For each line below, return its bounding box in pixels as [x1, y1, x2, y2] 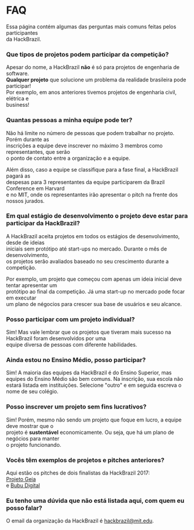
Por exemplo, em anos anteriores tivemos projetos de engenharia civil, [6, 89, 177, 96]
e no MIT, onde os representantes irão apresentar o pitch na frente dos [6, 191, 178, 198]
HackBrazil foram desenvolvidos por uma [6, 335, 106, 342]
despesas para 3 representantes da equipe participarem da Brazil [6, 178, 165, 186]
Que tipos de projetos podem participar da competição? [6, 50, 169, 58]
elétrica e [6, 95, 29, 102]
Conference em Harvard [6, 185, 65, 192]
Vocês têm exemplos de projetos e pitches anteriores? [6, 456, 165, 464]
